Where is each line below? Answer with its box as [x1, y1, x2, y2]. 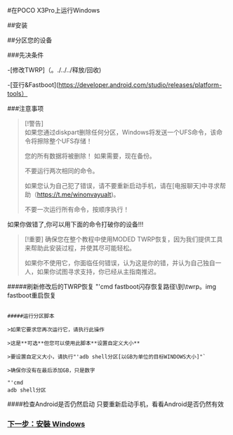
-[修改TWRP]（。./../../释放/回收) [7, 66, 102, 74]
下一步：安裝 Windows [7, 419, 86, 429]
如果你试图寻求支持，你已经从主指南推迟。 [36, 267, 160, 276]
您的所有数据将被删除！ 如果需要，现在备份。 [24, 152, 156, 160]
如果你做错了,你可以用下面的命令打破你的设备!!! [7, 220, 144, 228]
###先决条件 [7, 51, 44, 59]
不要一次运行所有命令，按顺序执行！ [24, 206, 130, 213]
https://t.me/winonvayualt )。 [36, 190, 120, 199]
